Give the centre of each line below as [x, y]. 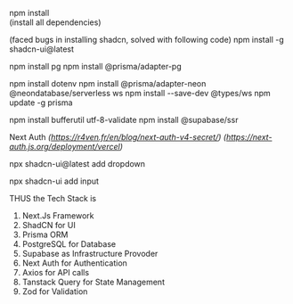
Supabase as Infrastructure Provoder [90, 254]
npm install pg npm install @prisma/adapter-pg [95, 66]
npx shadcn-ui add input [54, 181]
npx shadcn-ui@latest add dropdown [77, 164]
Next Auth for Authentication [74, 263]
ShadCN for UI [49, 225]
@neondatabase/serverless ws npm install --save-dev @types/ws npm [140, 93]
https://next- [249, 137]
